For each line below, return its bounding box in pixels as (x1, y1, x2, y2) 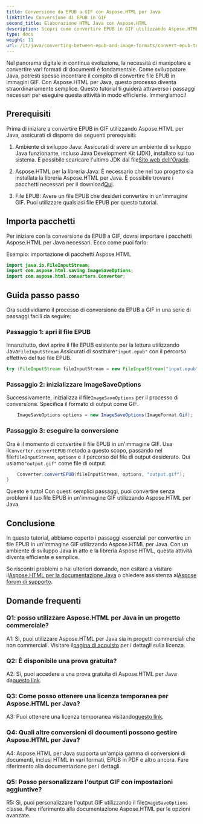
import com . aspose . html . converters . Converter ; (6, 273, 126, 280)
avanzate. (6, 812, 31, 819)
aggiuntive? (6, 785, 42, 793)
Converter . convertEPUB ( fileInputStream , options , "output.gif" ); (17, 471, 185, 477)
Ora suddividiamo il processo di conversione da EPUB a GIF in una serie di (6, 306, 192, 313)
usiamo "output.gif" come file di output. (6, 459, 107, 466)
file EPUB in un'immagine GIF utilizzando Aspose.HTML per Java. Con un (6, 541, 188, 548)
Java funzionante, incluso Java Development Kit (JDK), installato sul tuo (14, 149, 195, 157)
